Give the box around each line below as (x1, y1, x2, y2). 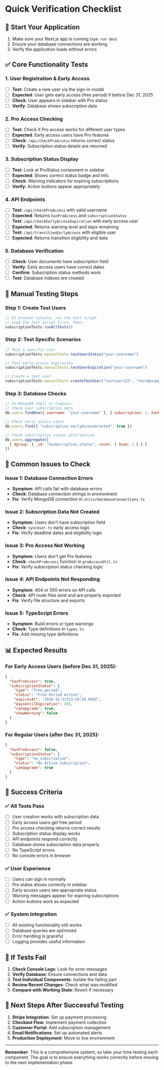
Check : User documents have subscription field (12, 259, 109, 264)
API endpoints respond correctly (12, 836, 78, 842)
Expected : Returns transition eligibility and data (12, 235, 108, 241)
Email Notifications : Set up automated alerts (12, 1030, 102, 1036)
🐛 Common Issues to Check (5, 460, 91, 468)
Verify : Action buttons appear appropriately (12, 183, 101, 189)
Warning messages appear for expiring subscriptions (12, 893, 119, 899)
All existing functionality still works (12, 922, 82, 928)
